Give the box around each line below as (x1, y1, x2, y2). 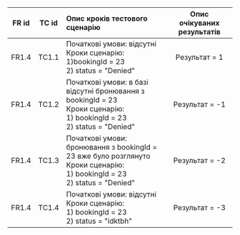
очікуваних (179, 18, 220, 28)
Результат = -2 (173, 156, 226, 165)
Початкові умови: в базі (66, 78, 149, 87)
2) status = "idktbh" (66, 216, 133, 226)
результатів (178, 27, 221, 36)
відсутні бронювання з (66, 86, 145, 95)
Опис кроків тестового (66, 14, 148, 23)
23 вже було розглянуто (66, 151, 151, 161)
